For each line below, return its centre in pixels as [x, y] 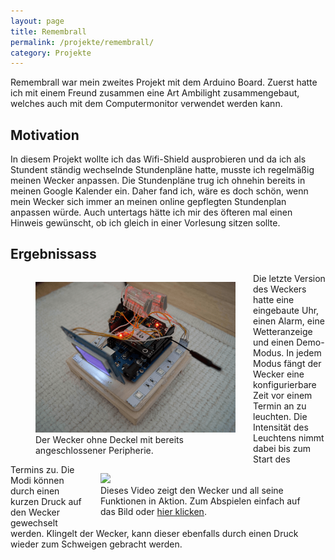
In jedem [304, 352]
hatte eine [274, 299]
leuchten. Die [280, 416]
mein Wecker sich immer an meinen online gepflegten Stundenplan [148, 202]
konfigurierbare [285, 384]
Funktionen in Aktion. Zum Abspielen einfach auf [200, 501]
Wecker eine [279, 374]
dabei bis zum [282, 448]
